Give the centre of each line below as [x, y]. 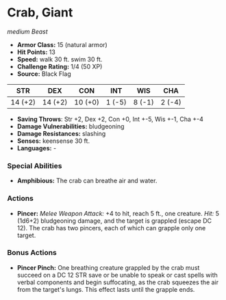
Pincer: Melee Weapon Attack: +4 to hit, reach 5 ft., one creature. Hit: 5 [118, 213]
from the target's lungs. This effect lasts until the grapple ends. [106, 289]
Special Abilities [35, 165]
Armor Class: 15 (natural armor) [62, 44]
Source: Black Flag [44, 74]
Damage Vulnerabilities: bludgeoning [71, 126]
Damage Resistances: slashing [61, 133]
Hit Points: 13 [36, 52]
